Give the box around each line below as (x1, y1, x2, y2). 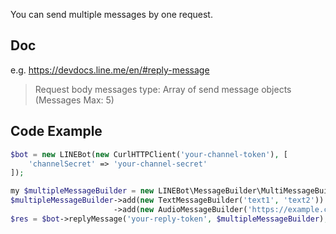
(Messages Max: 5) (34, 94, 115, 106)
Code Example (10, 123, 103, 140)
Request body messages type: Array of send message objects (34, 83, 292, 95)
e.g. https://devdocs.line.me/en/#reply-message (10, 64, 210, 76)
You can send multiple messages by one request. (10, 9, 213, 20)
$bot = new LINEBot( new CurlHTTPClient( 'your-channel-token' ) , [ (10, 149, 288, 159)
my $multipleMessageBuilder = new (10, 186, 155, 196)
